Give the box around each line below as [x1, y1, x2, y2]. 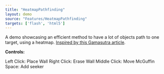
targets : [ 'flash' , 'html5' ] [5, 21, 65, 26]
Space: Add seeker [5, 64, 44, 70]
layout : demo [5, 12, 32, 17]
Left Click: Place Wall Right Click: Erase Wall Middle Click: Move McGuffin [5, 58, 155, 64]
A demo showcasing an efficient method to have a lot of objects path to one [5, 34, 160, 40]
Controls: [5, 49, 25, 55]
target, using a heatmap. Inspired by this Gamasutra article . [5, 40, 126, 46]
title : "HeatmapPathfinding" [5, 7, 65, 12]
